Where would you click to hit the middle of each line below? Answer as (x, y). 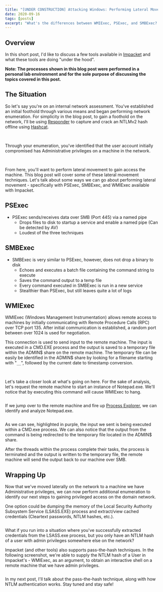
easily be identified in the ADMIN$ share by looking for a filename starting (79, 358)
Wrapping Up (25, 475)
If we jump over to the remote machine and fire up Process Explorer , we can (81, 406)
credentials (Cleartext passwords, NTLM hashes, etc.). (59, 517)
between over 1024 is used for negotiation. (48, 333)
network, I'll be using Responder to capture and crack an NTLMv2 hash (76, 121)
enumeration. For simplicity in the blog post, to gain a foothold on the (74, 116)
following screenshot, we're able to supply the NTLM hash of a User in (75, 555)
